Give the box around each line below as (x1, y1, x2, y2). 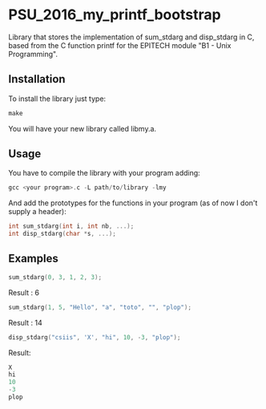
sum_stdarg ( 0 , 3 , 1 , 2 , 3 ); (8, 273, 103, 281)
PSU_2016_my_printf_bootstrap (8, 6, 222, 24)
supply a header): (8, 207, 66, 217)
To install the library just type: (8, 94, 107, 103)
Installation (8, 72, 66, 86)
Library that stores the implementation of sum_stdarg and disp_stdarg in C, (8, 32, 255, 42)
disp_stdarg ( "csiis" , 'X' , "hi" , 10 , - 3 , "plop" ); (8, 333, 181, 342)
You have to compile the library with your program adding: (8, 168, 200, 178)
